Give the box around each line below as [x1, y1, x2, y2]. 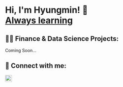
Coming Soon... [5, 48, 37, 53]
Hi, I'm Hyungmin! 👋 [5, 4, 88, 16]
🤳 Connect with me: [5, 61, 66, 70]
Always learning [5, 15, 73, 26]
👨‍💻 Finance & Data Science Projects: [5, 34, 119, 43]
